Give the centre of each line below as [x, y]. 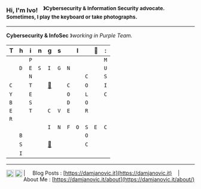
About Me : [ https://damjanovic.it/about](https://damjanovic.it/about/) [109, 179]
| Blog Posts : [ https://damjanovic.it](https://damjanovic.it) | [102, 173]
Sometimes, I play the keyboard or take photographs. [72, 17]
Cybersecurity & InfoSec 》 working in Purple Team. [69, 35]
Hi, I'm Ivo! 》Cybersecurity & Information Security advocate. [86, 10]
